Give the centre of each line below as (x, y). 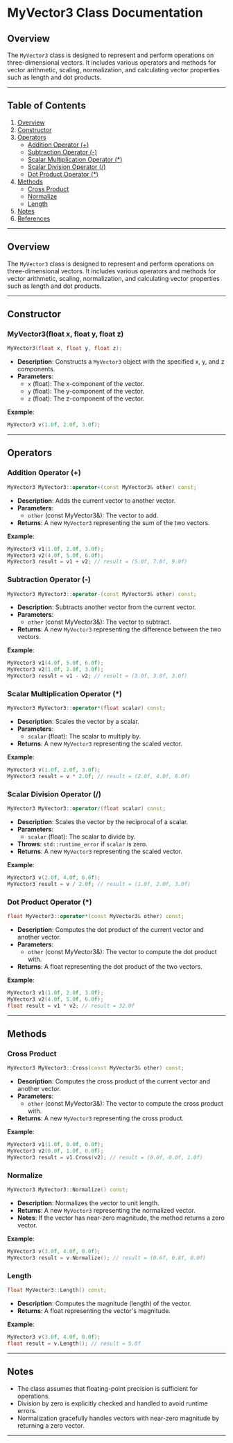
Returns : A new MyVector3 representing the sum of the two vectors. (113, 522)
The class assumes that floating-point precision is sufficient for (107, 1388)
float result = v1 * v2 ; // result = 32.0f (71, 1006)
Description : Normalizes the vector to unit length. (88, 1203)
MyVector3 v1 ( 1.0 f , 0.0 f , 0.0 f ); (55, 1145)
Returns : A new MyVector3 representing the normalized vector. (106, 1211)
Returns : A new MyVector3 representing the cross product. (101, 1118)
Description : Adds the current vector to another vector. (96, 500)
